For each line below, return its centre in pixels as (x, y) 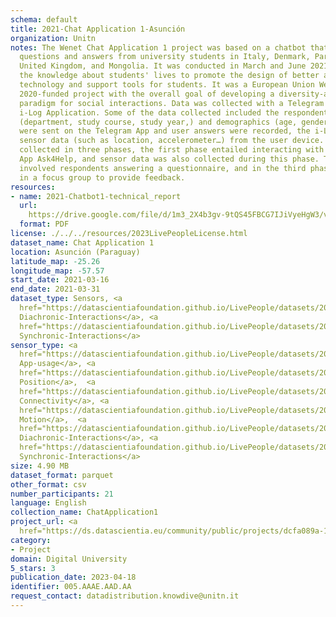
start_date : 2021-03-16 (60, 280)
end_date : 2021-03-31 (55, 289)
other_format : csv (48, 484)
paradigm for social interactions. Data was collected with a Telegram (172, 103)
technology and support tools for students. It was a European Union (167, 85)
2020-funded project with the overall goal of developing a (147, 94)
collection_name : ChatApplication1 (84, 512)
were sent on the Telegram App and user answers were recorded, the (165, 131)
